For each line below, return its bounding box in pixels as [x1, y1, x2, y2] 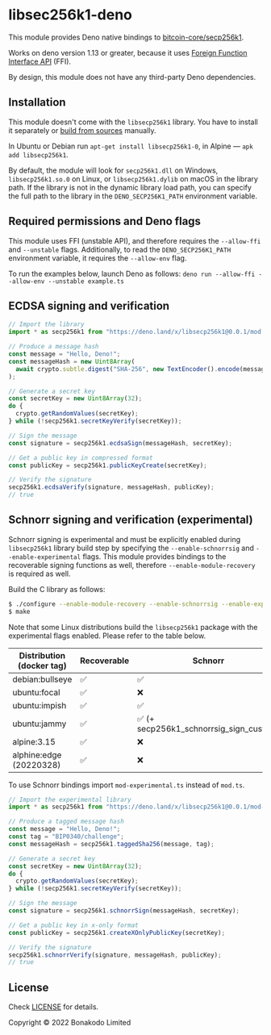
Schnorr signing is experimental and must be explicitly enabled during [8, 534, 240, 544]
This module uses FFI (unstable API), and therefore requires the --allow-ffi [8, 236, 261, 245]
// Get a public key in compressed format [8, 453, 153, 461]
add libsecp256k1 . [8, 149, 69, 159]
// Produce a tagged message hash [8, 817, 125, 826]
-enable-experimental [8, 553, 81, 561]
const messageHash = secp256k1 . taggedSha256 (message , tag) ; [8, 840, 215, 848]
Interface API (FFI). [8, 56, 71, 66]
